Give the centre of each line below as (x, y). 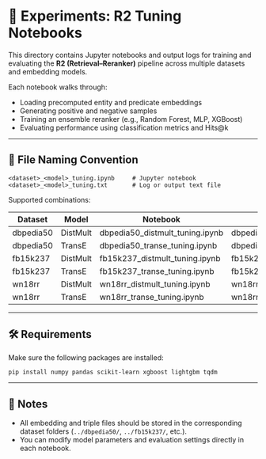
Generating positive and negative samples (88, 111)
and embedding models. (48, 71)
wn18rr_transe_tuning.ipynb (152, 297)
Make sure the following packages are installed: (86, 357)
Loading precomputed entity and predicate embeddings (111, 102)
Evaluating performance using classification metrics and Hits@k (124, 127)
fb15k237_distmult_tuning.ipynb (160, 258)
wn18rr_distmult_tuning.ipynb (155, 284)
